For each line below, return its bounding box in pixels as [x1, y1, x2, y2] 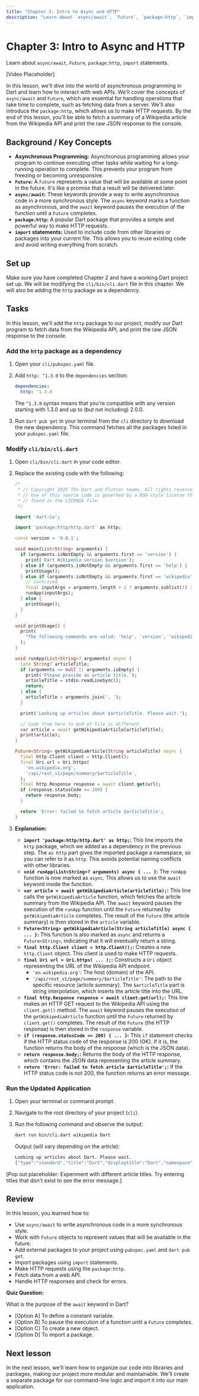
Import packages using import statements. [14, 1259, 118, 1266]
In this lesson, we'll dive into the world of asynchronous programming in [6, 82, 182, 90]
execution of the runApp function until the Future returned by [23, 905, 171, 913]
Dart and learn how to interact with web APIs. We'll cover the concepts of [6, 88, 185, 95]
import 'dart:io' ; [14, 514, 60, 520]
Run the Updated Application [6, 1084, 91, 1092]
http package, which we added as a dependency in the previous [23, 842, 181, 849]
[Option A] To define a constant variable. [14, 1312, 114, 1320]
